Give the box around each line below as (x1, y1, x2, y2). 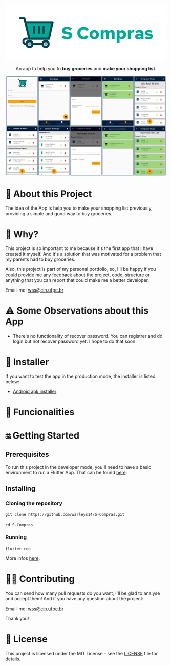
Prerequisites (5, 450, 49, 459)
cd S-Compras (5, 522, 33, 527)
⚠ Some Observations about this (5, 305, 149, 316)
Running (5, 534, 27, 541)
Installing (5, 484, 36, 493)
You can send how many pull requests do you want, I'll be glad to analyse (5, 590, 160, 596)
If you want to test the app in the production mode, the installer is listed (5, 373, 156, 379)
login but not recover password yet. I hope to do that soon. (12, 338, 137, 344)
